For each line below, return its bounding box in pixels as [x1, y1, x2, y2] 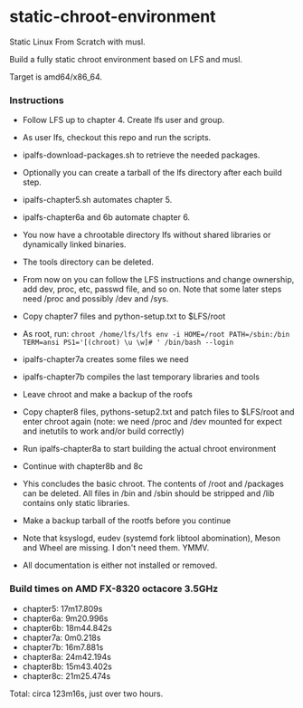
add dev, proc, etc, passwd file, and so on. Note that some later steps [22, 283, 282, 295]
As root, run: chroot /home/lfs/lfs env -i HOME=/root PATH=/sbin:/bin [22, 329, 290, 340]
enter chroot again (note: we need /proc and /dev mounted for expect [22, 416, 282, 427]
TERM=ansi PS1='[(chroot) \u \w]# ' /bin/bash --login [22, 338, 234, 348]
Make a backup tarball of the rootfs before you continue [22, 515, 232, 526]
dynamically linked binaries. [22, 239, 127, 250]
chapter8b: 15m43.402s [22, 661, 113, 672]
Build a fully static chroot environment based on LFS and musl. [9, 53, 242, 64]
